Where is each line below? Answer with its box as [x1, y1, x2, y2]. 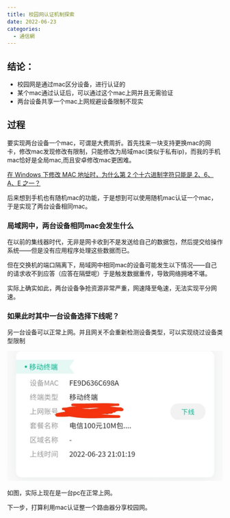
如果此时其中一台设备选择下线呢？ [7, 312, 120, 321]
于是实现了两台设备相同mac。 [7, 202, 92, 210]
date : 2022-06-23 [7, 18, 57, 25]
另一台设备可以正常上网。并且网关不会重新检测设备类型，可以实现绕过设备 [7, 328, 217, 336]
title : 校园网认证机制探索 [7, 11, 75, 18]
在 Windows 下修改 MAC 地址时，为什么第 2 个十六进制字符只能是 [7, 170, 193, 178]
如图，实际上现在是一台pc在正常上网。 [7, 489, 116, 497]
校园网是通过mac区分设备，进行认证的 [16, 80, 125, 88]
